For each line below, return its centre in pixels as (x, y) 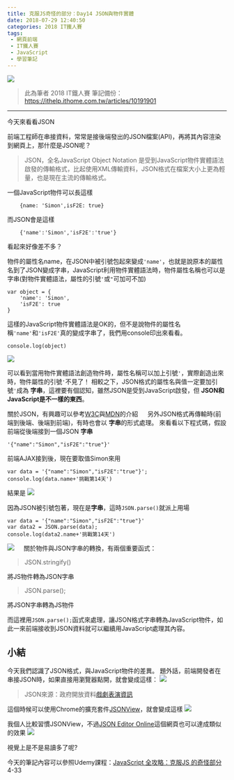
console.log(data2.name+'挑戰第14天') (62, 534)
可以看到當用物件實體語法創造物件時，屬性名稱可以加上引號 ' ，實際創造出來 (116, 373)
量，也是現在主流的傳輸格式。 (67, 177)
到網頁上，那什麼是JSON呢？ (49, 145)
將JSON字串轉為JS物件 (41, 605)
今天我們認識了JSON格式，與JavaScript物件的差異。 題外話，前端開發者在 (114, 670)
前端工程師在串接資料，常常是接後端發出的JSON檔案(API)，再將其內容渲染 (114, 136)
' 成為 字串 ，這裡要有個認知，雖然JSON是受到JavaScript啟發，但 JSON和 (119, 390)
